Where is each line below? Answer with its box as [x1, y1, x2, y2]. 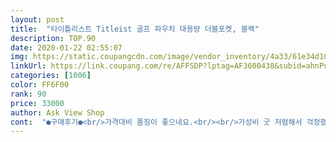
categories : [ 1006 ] [10, 71, 92, 81]
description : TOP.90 [10, 33, 97, 43]
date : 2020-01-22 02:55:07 [10, 42, 123, 53]
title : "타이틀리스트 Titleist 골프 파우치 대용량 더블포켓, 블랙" [10, 24, 260, 34]
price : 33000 [10, 98, 65, 108]
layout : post [10, 14, 65, 25]
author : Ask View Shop [10, 107, 105, 118]
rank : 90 [10, 89, 47, 99]
